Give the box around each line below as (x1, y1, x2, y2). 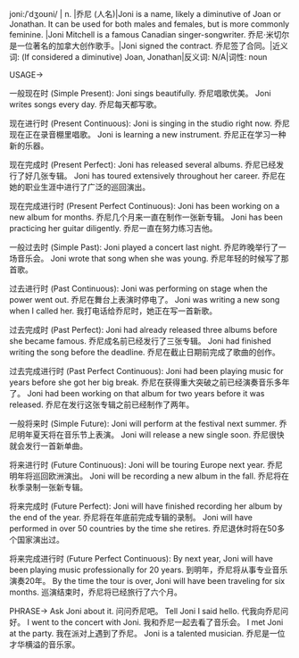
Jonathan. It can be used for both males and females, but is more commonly (9, 19, 290, 29)
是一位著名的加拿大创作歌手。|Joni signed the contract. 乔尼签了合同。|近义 (9, 40, 288, 51)
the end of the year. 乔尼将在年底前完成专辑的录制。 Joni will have (9, 512, 253, 522)
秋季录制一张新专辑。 (9, 482, 87, 492)
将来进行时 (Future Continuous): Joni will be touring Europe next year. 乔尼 (9, 460, 284, 470)
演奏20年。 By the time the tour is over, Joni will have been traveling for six (9, 576, 286, 586)
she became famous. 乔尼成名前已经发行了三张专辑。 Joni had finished (9, 336, 272, 346)
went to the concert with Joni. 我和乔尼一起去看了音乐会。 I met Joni (30, 617, 284, 628)
